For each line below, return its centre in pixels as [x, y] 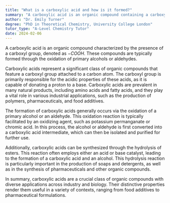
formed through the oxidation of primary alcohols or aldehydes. [71, 59]
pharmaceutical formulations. [36, 195]
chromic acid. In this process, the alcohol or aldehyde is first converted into [84, 127]
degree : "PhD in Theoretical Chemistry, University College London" [79, 24]
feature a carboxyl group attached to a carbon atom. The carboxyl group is [83, 74]
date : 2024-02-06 [24, 33]
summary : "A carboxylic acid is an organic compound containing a [77, 15]
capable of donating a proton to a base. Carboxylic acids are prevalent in [81, 85]
